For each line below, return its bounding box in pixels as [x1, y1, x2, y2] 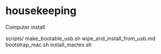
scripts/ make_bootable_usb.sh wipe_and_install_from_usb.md [5, 35, 156, 42]
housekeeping [5, 4, 77, 18]
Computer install [5, 23, 45, 31]
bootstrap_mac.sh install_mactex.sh [5, 41, 92, 48]
